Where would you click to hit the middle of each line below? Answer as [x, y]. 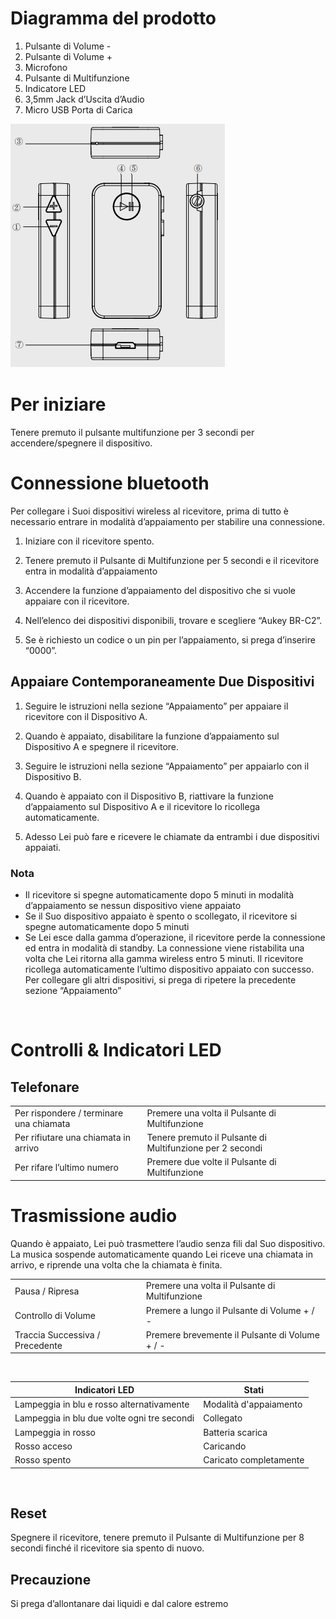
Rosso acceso [43, 1446]
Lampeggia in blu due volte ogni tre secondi [104, 1418]
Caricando [225, 1446]
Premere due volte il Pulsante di [211, 1162]
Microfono [46, 67]
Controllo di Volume [55, 1316]
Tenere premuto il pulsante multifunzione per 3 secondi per [132, 432]
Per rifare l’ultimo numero [66, 1167]
